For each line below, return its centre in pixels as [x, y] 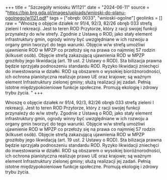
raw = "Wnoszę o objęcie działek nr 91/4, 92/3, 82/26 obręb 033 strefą [79, 23]
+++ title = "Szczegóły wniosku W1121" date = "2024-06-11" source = [77, 7]
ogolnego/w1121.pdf [26, 18]
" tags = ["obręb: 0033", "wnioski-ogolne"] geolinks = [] [104, 18]
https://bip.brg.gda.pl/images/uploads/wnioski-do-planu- [67, 13]
